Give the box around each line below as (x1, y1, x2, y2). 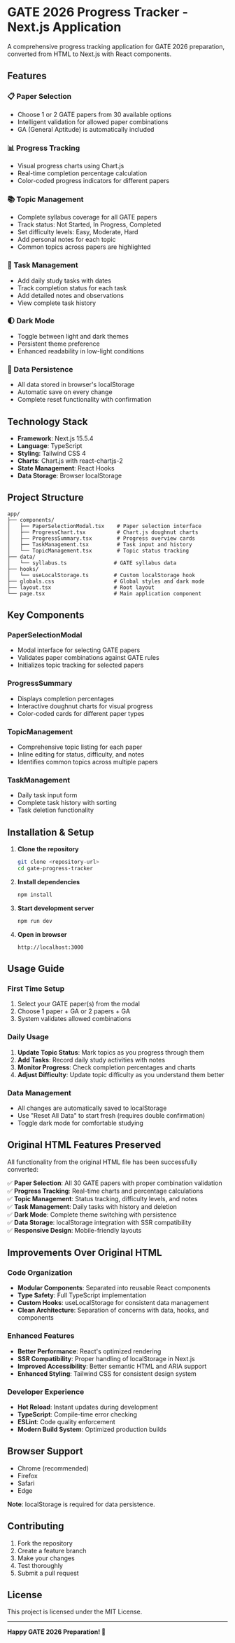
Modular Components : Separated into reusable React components (17, 1284, 211, 1292)
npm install (17, 891, 52, 898)
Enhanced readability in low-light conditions (17, 346, 145, 355)
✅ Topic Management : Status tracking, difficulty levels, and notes (7, 1194, 198, 1203)
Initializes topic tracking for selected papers (17, 661, 144, 670)
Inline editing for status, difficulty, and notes (17, 750, 145, 759)
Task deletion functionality (17, 806, 94, 814)
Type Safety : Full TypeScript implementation (17, 1291, 147, 1299)
